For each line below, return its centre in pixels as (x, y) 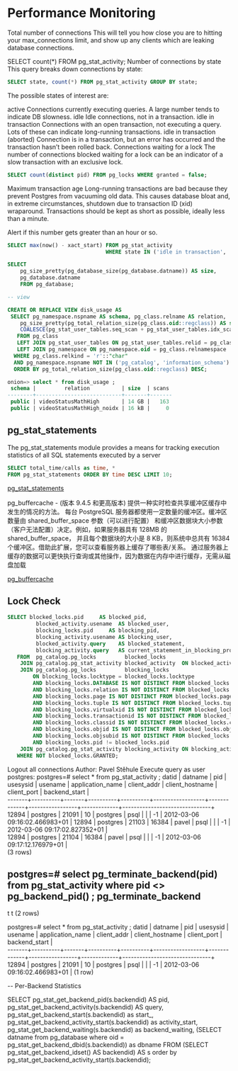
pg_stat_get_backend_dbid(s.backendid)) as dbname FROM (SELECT (108, 1045)
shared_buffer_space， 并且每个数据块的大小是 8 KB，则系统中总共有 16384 (119, 538)
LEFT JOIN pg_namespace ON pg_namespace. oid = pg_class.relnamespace (121, 350)
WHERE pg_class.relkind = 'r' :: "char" (71, 356)
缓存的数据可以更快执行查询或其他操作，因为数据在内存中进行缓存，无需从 (116, 556)
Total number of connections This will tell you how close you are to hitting (115, 33)
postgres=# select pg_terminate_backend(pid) (113, 874)
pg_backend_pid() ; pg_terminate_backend (104, 896)
